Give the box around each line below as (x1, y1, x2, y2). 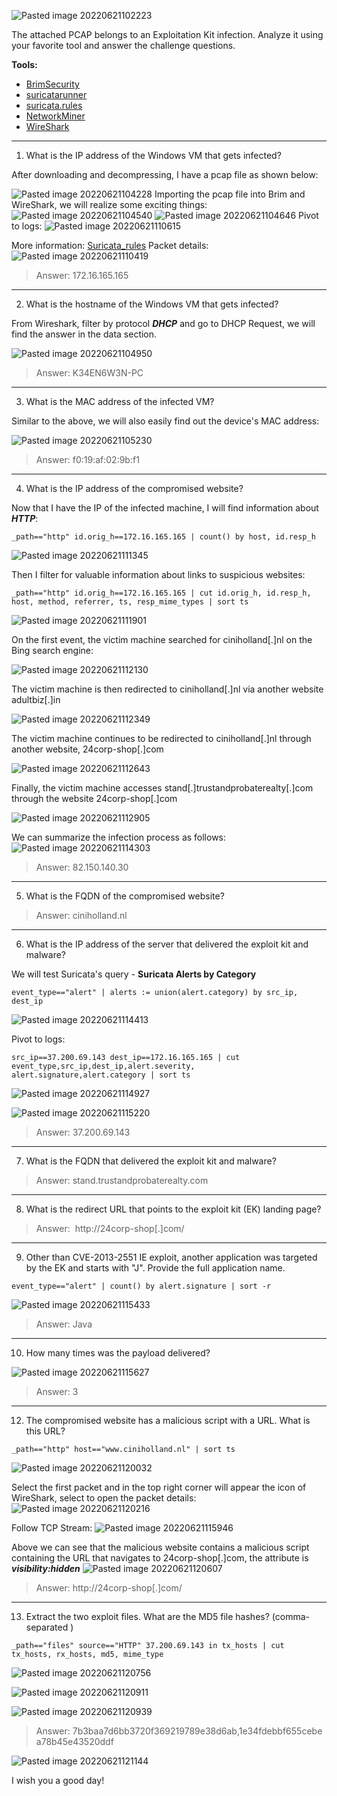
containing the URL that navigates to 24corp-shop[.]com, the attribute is (11, 1552, 309, 1564)
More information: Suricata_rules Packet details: (11, 240, 209, 251)
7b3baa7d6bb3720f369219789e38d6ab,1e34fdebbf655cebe (72, 1725, 323, 1737)
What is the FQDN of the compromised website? (25, 890, 225, 902)
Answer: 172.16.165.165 (35, 270, 129, 281)
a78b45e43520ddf (35, 1736, 114, 1747)
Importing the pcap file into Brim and (154, 188, 306, 200)
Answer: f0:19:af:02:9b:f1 (35, 454, 140, 465)
